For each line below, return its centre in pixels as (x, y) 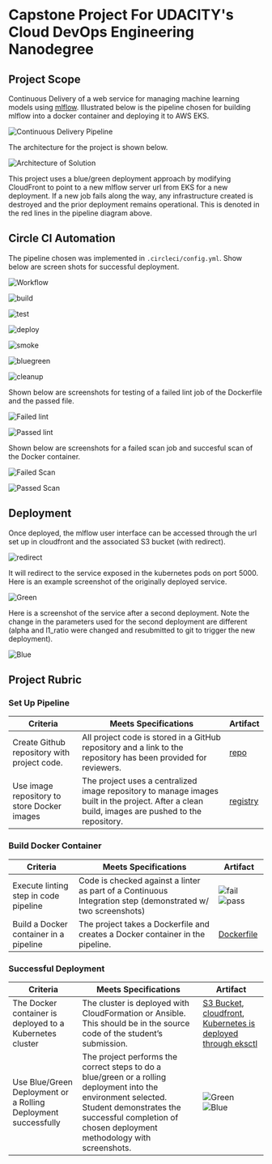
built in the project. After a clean (143, 801)
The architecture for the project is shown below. (88, 147)
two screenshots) (112, 910)
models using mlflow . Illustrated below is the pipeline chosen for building (130, 107)
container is (35, 1013)
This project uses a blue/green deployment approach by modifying (120, 179)
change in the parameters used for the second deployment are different (128, 621)
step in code (36, 895)
